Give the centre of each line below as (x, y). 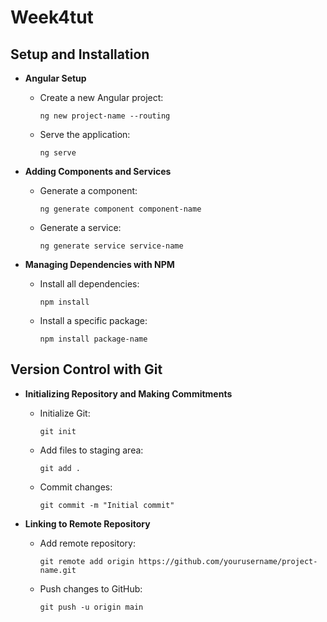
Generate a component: (88, 190)
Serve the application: (85, 134)
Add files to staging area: (91, 450)
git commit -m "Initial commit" (107, 505)
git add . (60, 468)
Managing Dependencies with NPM (99, 264)
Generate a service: (80, 227)
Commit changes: (76, 487)
